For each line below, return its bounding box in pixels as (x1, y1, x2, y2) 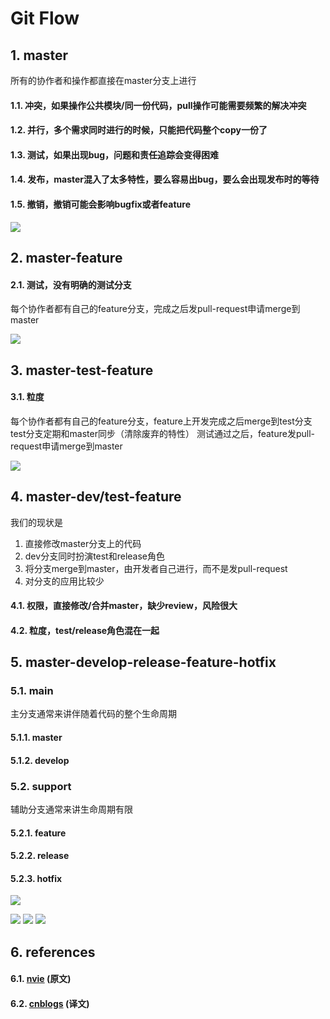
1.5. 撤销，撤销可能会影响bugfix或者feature (10, 198, 191, 210)
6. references (10, 943, 96, 961)
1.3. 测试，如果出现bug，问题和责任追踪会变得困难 (10, 148, 220, 161)
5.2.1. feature (10, 827, 67, 839)
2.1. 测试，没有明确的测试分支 (10, 278, 132, 291)
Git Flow (10, 7, 80, 30)
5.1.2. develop (10, 754, 70, 766)
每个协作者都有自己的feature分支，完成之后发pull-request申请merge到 (10, 303, 301, 315)
